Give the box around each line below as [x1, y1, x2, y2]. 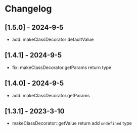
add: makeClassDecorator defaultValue [12, 36, 94, 42]
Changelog [5, 3, 52, 15]
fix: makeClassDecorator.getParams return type [12, 64, 112, 71]
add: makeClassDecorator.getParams [12, 92, 90, 98]
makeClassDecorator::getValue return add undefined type [12, 120, 132, 126]
